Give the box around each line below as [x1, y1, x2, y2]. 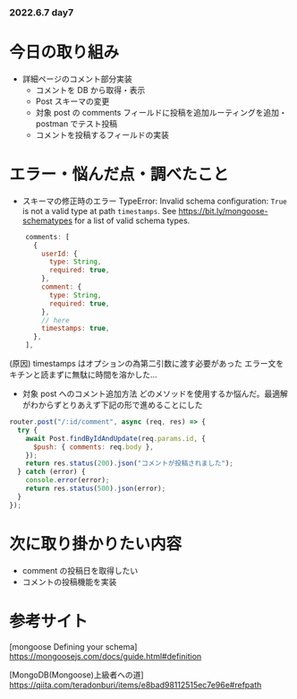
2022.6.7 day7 [9, 6, 74, 19]
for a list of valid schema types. [74, 215, 191, 226]
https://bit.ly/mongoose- [178, 205, 268, 216]
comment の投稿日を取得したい [21, 565, 139, 575]
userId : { [41, 249, 78, 258]
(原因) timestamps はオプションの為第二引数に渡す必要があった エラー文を [9, 358, 284, 369]
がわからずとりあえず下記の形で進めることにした [21, 400, 203, 410]
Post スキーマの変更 [35, 96, 110, 107]
